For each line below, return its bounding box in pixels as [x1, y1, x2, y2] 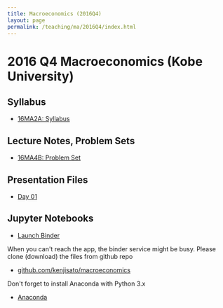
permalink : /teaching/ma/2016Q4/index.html [7, 23, 137, 30]
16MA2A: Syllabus [17, 115, 70, 123]
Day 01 [17, 192, 37, 200]
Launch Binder [17, 231, 60, 239]
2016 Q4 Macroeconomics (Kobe [7, 53, 203, 69]
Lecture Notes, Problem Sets [7, 134, 135, 147]
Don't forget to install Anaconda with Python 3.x [7, 279, 146, 288]
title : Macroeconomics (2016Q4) [7, 10, 102, 17]
